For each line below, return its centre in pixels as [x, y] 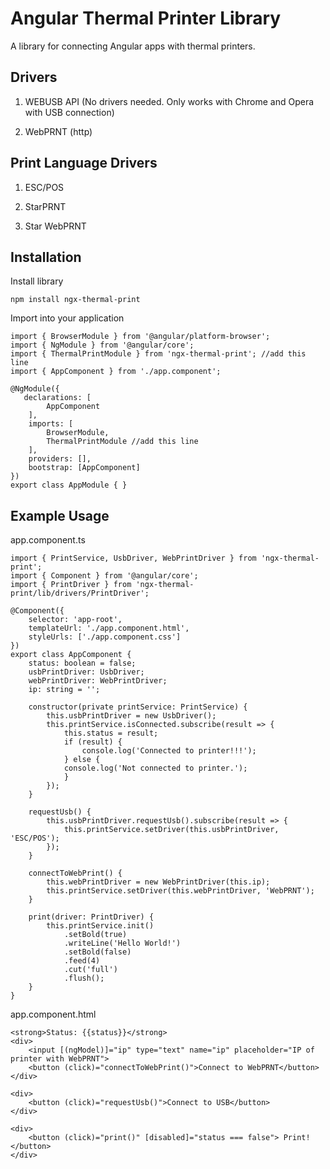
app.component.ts [48, 540]
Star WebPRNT [55, 226]
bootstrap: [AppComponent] [84, 468]
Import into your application [67, 318]
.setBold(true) [95, 935]
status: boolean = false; [82, 663]
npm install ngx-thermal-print [75, 300]
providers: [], [60, 459]
